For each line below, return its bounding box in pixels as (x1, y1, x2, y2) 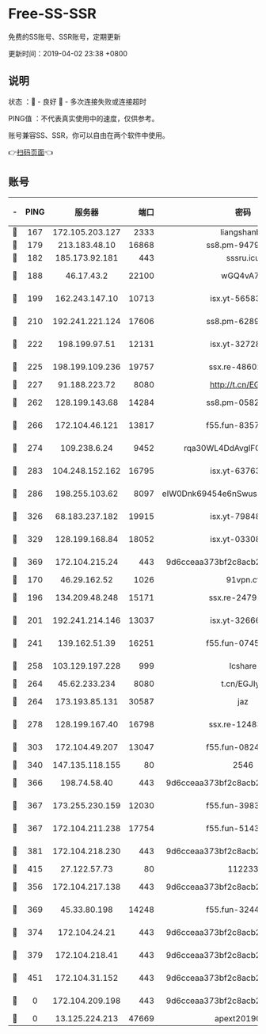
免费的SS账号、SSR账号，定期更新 (8, 32, 121, 41)
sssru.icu (226, 252, 260, 263)
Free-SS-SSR (8, 5, 97, 23)
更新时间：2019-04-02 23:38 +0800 (8, 48, 128, 58)
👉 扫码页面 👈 (8, 147, 54, 157)
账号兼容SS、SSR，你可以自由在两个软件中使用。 (8, 130, 169, 139)
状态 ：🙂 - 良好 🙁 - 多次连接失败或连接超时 (8, 97, 146, 106)
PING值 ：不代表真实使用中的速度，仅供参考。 (8, 113, 159, 123)
